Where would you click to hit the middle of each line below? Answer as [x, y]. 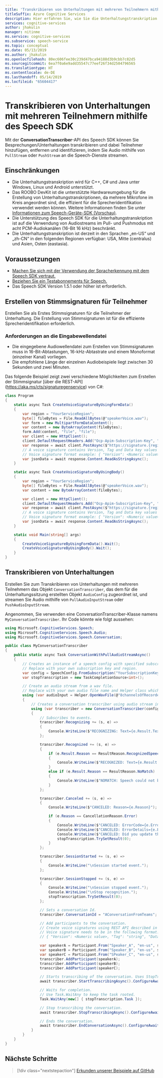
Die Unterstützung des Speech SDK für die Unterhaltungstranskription [82, 218]
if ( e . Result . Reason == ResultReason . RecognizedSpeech [105, 754]
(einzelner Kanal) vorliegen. [40, 357]
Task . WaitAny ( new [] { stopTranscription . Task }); [91, 999]
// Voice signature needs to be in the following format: [99, 932]
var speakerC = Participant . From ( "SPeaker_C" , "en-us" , [97, 954]
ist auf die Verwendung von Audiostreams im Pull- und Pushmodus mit [83, 223]
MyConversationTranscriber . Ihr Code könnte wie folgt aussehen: [70, 619]
